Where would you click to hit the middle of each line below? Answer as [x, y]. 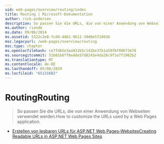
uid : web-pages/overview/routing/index [46, 10]
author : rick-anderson [28, 19]
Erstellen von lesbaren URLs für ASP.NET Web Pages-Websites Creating [84, 131]
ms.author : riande [24, 28]
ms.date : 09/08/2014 [26, 32]
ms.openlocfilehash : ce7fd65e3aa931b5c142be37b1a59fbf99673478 [71, 50]
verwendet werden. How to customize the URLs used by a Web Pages [87, 116]
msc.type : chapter [24, 46]
